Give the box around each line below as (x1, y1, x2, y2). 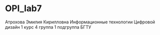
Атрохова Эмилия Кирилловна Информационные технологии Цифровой (5, 19, 155, 25)
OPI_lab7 (5, 3, 42, 14)
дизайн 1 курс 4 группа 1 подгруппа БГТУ (5, 24, 91, 30)
